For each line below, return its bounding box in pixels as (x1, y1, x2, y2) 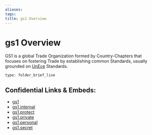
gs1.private (12, 115, 34, 120)
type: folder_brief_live (5, 73, 55, 78)
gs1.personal (12, 119, 38, 125)
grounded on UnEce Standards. (5, 64, 68, 69)
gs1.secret (12, 125, 33, 131)
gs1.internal (12, 104, 35, 110)
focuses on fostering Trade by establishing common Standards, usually (5, 58, 148, 64)
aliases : (5, 7, 23, 12)
